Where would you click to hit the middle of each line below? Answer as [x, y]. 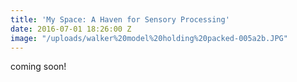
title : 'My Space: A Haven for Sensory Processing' [120, 19]
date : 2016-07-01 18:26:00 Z [71, 29]
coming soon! [38, 67]
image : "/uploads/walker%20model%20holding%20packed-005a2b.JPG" [149, 38]
